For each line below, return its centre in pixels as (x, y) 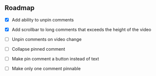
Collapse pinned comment (38, 49)
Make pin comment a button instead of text (55, 59)
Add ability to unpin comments (43, 19)
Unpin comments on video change (47, 39)
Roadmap (20, 8)
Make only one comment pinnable (46, 69)
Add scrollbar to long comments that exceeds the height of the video (81, 29)
